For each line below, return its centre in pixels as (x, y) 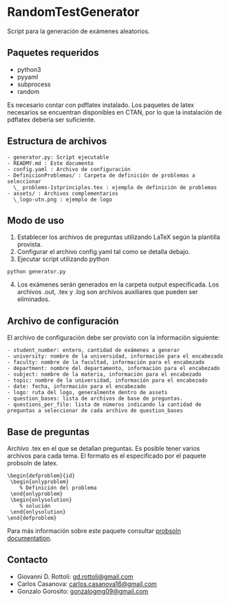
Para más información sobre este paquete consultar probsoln (94, 531)
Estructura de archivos (57, 141)
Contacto (28, 560)
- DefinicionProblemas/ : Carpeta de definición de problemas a (101, 175)
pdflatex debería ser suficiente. (51, 119)
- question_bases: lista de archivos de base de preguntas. (95, 399)
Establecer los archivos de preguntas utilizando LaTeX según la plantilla (118, 237)
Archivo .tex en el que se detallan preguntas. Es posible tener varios (104, 448)
